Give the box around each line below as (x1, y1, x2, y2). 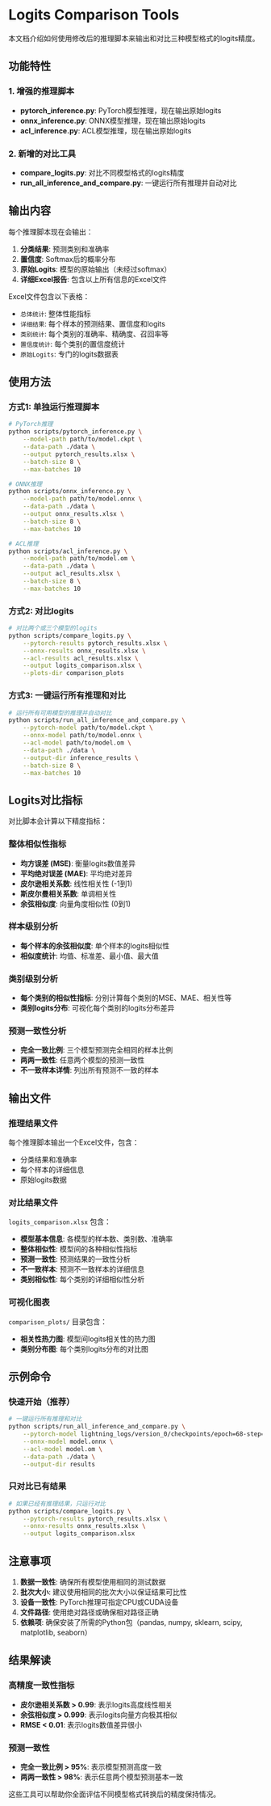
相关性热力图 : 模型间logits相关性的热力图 (19, 1334, 156, 1344)
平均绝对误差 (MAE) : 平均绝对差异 (19, 868, 133, 878)
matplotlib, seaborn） (19, 1627, 93, 1637)
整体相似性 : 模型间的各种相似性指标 (19, 1244, 138, 1254)
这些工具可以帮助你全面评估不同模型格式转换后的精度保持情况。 (8, 1789, 220, 1799)
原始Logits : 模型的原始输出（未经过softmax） (19, 264, 172, 274)
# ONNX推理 (8, 479, 43, 488)
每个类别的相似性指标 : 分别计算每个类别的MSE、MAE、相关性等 (19, 993, 232, 1003)
